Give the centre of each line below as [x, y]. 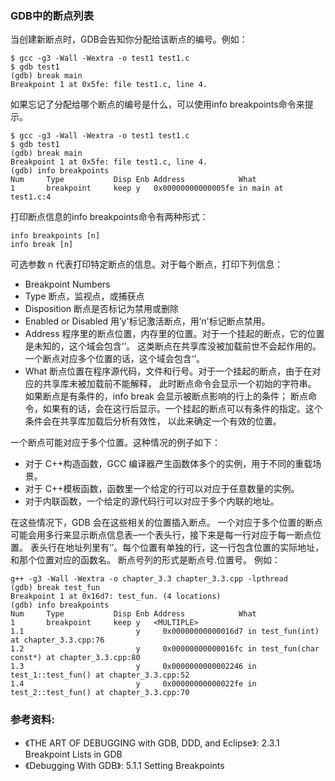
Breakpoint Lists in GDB [73, 754]
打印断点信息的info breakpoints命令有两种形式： [109, 217]
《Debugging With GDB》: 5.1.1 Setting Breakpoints [124, 765]
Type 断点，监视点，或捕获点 [84, 296]
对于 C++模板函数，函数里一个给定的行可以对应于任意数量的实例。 [162, 489]
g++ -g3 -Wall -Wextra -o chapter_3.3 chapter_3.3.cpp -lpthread [149, 579]
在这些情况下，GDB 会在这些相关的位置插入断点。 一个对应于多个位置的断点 [166, 523]
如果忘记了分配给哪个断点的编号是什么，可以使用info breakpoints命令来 [157, 104]
